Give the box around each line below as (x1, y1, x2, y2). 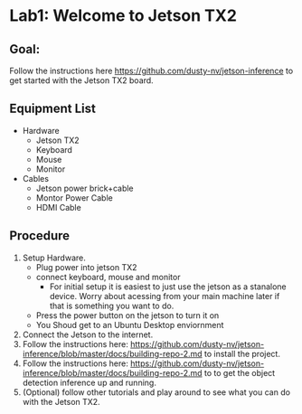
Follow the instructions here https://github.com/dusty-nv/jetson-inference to (9, 65, 294, 76)
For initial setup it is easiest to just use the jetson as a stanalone (49, 281, 287, 292)
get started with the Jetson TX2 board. (9, 75, 154, 86)
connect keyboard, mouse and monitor (35, 271, 181, 282)
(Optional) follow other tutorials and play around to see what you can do (22, 386, 291, 398)
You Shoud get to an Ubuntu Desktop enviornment (35, 319, 224, 330)
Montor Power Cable (35, 192, 113, 203)
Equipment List (9, 101, 97, 117)
